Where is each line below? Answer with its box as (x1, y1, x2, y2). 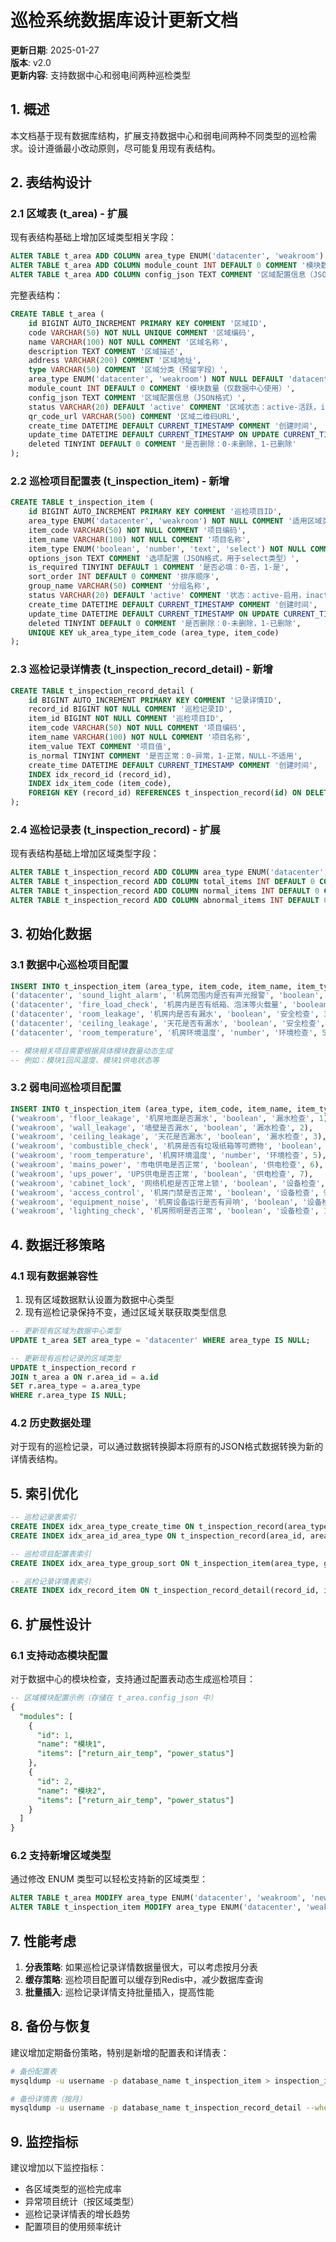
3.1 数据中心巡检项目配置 (10, 958, 129, 972)
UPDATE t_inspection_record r (10, 1362, 137, 1373)
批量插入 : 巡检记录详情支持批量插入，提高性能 (24, 1986, 215, 1998)
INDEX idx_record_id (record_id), (28, 769, 172, 780)
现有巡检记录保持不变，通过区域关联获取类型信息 (24, 1306, 227, 1318)
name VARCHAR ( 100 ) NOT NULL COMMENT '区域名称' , (28, 337, 229, 347)
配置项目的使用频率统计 (24, 2221, 122, 2233)
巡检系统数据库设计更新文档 (10, 9, 239, 32)
